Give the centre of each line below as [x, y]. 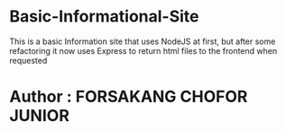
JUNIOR [40, 116]
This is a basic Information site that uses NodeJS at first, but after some [143, 41]
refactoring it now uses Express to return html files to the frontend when [143, 50]
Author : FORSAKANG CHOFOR [129, 97]
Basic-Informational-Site [105, 17]
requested [28, 60]
